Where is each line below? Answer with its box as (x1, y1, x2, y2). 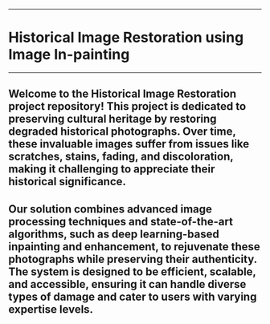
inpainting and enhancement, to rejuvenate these (8, 240, 261, 253)
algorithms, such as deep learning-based (8, 227, 219, 241)
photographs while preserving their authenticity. (8, 252, 257, 265)
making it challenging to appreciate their (8, 162, 215, 176)
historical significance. (8, 175, 127, 188)
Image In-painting (8, 46, 130, 64)
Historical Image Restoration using (8, 29, 244, 47)
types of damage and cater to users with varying (8, 290, 257, 303)
